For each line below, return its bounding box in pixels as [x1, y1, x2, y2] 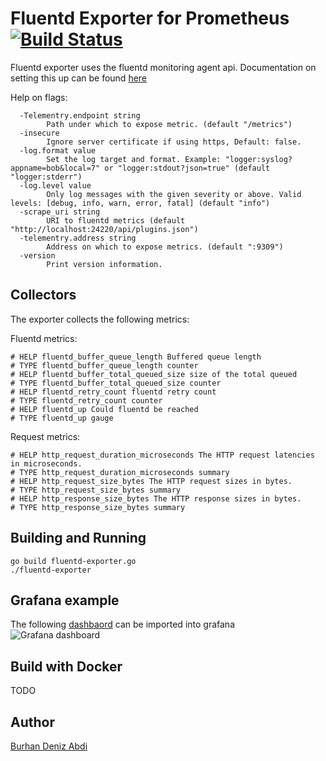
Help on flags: [10, 91, 68, 103]
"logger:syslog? [224, 154, 293, 164]
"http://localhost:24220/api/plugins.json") [10, 224, 199, 234]
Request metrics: [10, 430, 81, 442]
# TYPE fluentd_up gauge [10, 413, 114, 423]
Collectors [10, 287, 77, 304]
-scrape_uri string [19, 207, 101, 217]
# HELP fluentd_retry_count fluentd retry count [10, 387, 217, 397]
